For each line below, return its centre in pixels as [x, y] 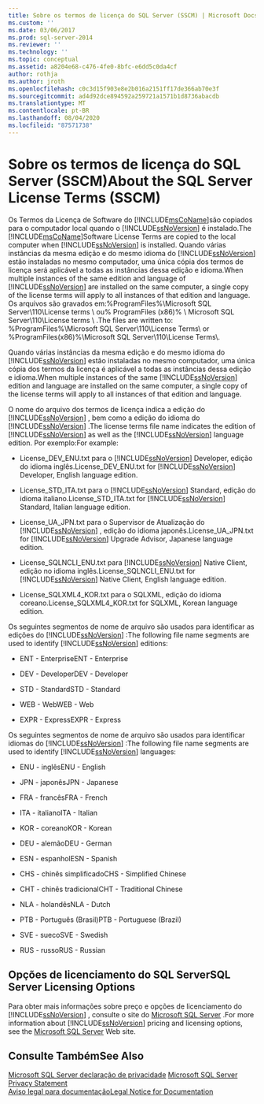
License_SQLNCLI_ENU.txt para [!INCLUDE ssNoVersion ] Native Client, [133, 562]
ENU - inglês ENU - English [62, 767]
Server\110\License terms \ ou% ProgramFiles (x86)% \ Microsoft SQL [121, 311]
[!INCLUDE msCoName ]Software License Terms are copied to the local [122, 236]
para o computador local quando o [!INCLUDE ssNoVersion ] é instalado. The [130, 228]
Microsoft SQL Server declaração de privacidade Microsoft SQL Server [123, 1075]
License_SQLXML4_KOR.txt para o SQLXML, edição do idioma [120, 594]
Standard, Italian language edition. [75, 507]
